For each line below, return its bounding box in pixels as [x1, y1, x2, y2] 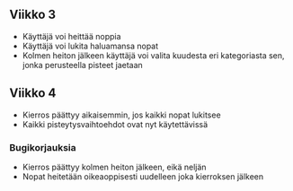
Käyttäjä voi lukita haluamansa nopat [22, 40, 159, 51]
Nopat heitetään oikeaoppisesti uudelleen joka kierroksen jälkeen [22, 170, 264, 182]
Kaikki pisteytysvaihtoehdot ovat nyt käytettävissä [22, 118, 209, 129]
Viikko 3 [9, 7, 57, 22]
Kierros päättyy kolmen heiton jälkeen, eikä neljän [22, 161, 207, 172]
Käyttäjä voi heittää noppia [22, 30, 121, 41]
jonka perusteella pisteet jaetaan [22, 59, 144, 70]
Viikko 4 [9, 85, 57, 101]
